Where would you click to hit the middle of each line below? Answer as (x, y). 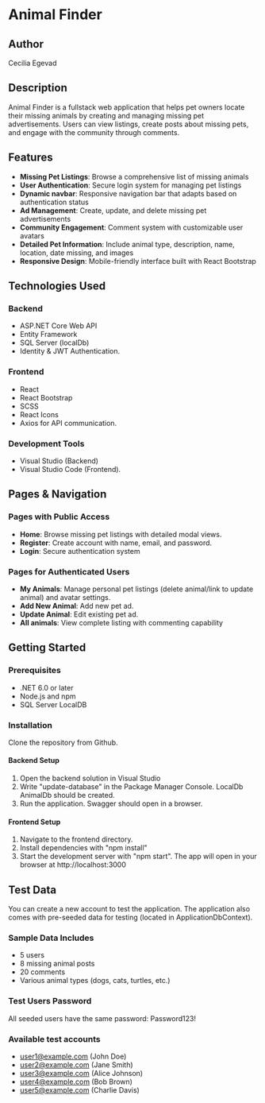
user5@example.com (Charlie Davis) (80, 1089)
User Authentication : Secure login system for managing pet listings (131, 185)
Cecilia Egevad (33, 63)
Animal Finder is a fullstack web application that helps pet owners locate (127, 107)
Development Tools (46, 443)
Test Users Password (50, 1001)
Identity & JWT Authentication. (70, 351)
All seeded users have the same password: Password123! (102, 1018)
